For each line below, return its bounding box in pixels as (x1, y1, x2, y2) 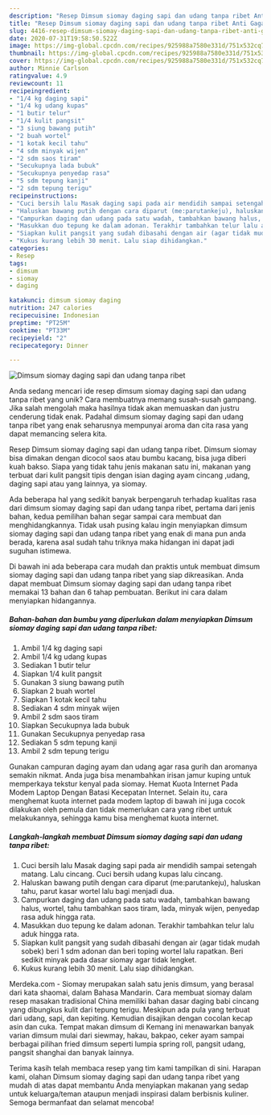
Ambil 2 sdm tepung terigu (20, 746, 109, 756)
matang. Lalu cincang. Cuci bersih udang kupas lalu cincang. (20, 869, 224, 879)
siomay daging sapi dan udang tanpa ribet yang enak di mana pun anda (9, 529, 246, 539)
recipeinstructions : (9, 191, 79, 200)
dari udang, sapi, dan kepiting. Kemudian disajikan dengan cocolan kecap (9, 1013, 253, 1023)
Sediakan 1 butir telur (20, 661, 91, 670)
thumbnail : (9, 49, 46, 57)
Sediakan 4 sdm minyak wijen (20, 704, 120, 713)
